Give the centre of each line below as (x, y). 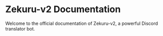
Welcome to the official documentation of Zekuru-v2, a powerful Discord (82, 23)
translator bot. (20, 28)
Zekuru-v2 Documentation (63, 9)
